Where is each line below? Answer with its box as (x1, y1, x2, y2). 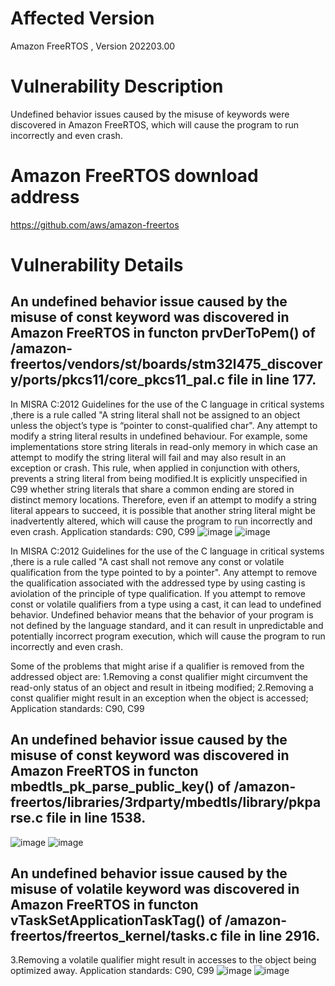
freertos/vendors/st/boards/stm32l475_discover (10, 356, 323, 373)
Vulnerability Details (10, 254, 184, 276)
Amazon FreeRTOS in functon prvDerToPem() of (10, 325, 316, 342)
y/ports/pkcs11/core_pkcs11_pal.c (10, 372, 225, 389)
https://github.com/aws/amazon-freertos (10, 218, 180, 231)
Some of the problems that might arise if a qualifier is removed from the (10, 660, 305, 672)
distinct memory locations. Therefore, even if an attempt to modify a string (10, 493, 317, 506)
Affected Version (10, 7, 155, 30)
